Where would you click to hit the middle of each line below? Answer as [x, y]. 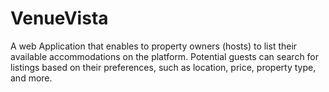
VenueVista [59, 18]
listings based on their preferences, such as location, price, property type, [163, 67]
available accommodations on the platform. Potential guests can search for [165, 56]
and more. [31, 78]
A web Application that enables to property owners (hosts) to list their [154, 46]
